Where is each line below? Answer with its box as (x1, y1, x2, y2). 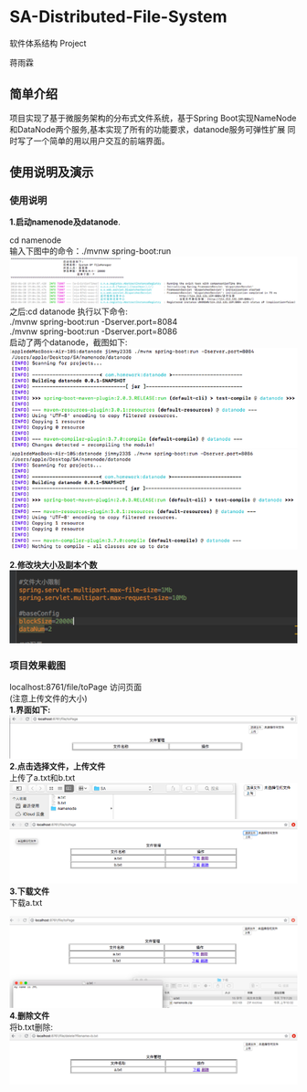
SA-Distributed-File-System (9, 6, 228, 27)
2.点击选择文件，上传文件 (9, 761, 106, 772)
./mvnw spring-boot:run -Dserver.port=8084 (9, 316, 178, 327)
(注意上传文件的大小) (9, 693, 89, 704)
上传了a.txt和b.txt (9, 772, 76, 783)
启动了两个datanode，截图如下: (9, 336, 128, 348)
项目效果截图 (9, 659, 67, 672)
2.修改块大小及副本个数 (9, 560, 98, 571)
